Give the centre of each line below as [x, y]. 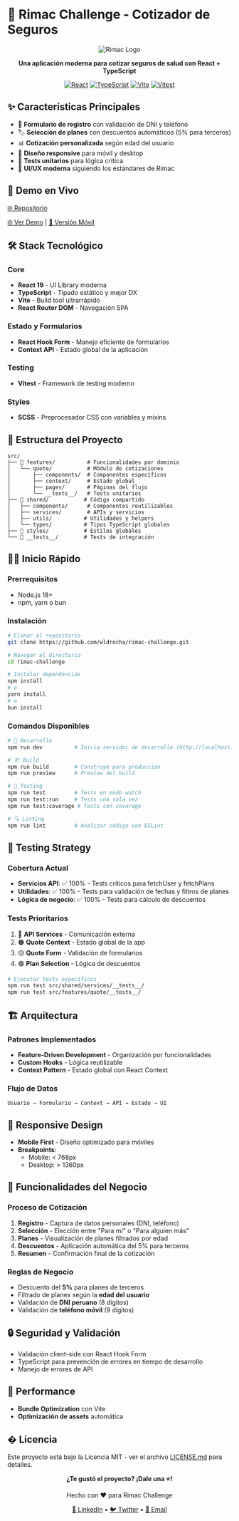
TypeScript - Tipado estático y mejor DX [77, 293]
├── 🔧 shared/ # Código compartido [76, 499]
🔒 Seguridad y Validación [64, 1333]
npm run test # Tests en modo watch [74, 793]
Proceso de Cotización [47, 1208]
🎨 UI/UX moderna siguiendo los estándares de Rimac [96, 168]
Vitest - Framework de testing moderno [76, 383]
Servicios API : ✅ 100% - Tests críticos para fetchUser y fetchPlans [116, 883]
